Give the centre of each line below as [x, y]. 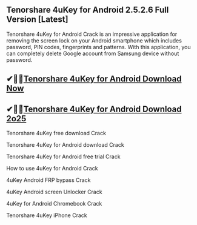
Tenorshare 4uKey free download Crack [56, 133]
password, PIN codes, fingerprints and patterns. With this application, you [98, 47]
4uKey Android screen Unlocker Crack [54, 192]
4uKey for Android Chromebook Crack [54, 204]
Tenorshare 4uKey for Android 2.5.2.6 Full [88, 10]
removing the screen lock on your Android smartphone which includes [94, 40]
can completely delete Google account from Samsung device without [93, 53]
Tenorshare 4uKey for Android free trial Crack [63, 156]
